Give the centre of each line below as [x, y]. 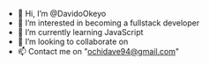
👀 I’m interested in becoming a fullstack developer [108, 23]
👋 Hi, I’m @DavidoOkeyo [62, 14]
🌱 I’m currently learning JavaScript [80, 32]
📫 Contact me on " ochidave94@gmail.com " [98, 51]
